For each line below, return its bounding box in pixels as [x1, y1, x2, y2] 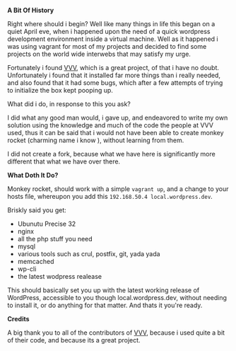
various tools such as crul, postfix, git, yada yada [17, 250, 160, 258]
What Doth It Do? [7, 171, 59, 179]
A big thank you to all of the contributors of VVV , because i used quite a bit [7, 328, 225, 337]
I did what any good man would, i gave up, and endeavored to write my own [7, 113, 228, 122]
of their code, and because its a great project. [7, 336, 141, 344]
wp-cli [17, 265, 37, 273]
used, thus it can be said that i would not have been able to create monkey [7, 129, 224, 137]
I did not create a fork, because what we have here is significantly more [7, 150, 216, 158]
